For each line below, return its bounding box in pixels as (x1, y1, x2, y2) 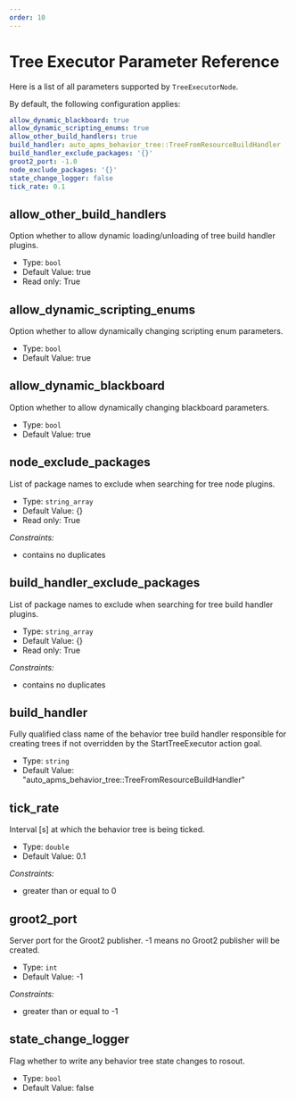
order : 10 (9, 12, 46, 22)
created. (9, 944, 40, 955)
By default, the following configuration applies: (9, 98, 181, 109)
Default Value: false (21, 1082, 95, 1093)
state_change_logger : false (9, 173, 114, 183)
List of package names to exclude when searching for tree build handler (9, 599, 274, 610)
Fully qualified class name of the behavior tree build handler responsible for (9, 729, 287, 739)
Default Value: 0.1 (21, 851, 86, 862)
